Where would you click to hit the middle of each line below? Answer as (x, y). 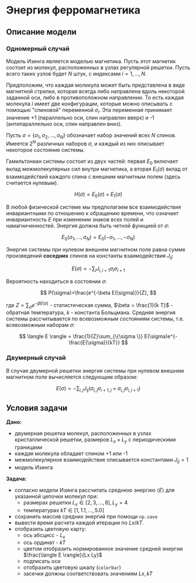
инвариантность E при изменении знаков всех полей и (75, 219)
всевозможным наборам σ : (40, 325)
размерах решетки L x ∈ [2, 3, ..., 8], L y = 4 (75, 503)
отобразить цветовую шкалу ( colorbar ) (72, 567)
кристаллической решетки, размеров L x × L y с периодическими (95, 440)
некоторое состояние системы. (46, 150)
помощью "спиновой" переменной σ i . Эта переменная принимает (89, 110)
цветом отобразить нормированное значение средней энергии (103, 549)
